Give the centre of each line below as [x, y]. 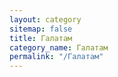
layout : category [45, 19]
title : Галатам [41, 38]
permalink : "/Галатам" [56, 57]
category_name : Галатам [59, 47]
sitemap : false [41, 29]
